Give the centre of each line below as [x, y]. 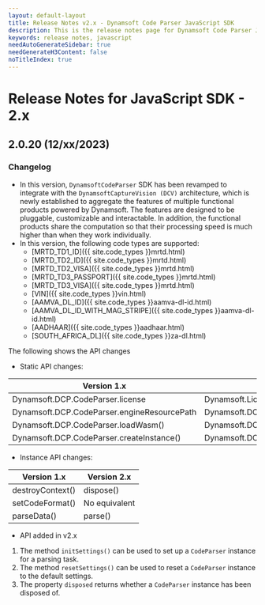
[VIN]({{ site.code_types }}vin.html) [89, 293]
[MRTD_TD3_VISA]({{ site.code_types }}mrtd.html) [113, 285]
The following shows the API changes [69, 351]
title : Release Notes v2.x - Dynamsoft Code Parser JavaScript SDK [121, 23]
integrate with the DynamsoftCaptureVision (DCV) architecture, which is [134, 193]
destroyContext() [44, 490]
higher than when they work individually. [85, 235]
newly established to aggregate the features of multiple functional [127, 201]
